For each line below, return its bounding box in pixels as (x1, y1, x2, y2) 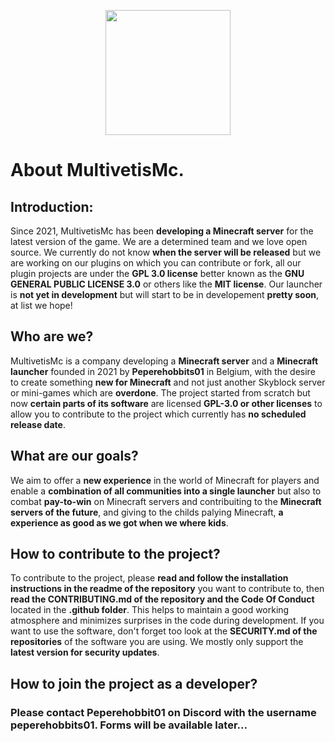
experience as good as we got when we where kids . (10, 516, 229, 529)
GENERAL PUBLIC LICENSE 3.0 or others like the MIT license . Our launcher (10, 278, 323, 290)
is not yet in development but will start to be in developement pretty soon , (10, 289, 320, 300)
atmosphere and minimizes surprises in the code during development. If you (10, 615, 325, 627)
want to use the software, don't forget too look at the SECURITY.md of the (10, 625, 318, 637)
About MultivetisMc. (10, 159, 185, 182)
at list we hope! (10, 300, 73, 311)
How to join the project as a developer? (10, 675, 258, 692)
